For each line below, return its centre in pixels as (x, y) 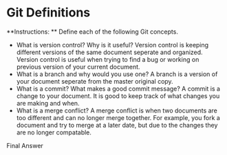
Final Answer (25, 145)
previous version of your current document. (78, 67)
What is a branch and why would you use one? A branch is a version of (117, 74)
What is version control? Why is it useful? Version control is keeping (112, 45)
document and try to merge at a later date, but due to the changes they (117, 125)
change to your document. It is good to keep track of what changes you (118, 96)
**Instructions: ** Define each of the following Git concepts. (92, 32)
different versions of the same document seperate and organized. (110, 52)
